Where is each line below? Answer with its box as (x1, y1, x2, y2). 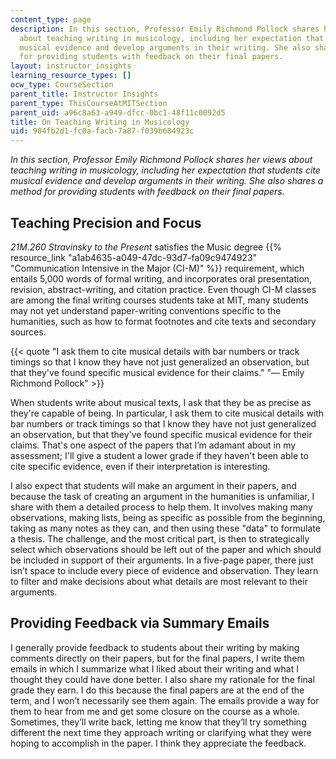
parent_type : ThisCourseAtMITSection (10, 98, 168, 108)
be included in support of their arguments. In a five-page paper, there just (10, 554, 314, 566)
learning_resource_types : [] (10, 71, 132, 81)
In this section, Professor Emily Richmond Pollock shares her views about (10, 154, 313, 166)
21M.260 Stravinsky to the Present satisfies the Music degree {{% (10, 241, 282, 253)
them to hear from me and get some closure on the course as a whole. (10, 705, 301, 717)
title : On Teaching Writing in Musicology (10, 117, 190, 127)
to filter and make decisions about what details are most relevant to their (10, 575, 308, 587)
